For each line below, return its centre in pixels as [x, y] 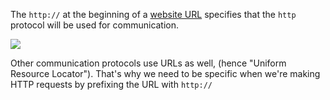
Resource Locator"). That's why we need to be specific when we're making [165, 73]
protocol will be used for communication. [95, 25]
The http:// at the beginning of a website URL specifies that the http [153, 14]
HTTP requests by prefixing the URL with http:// [111, 84]
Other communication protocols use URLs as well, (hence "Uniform [148, 63]
